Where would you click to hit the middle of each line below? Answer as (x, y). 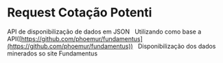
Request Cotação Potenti (80, 13)
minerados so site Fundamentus (52, 53)
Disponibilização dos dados (177, 46)
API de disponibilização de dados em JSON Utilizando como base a (104, 32)
